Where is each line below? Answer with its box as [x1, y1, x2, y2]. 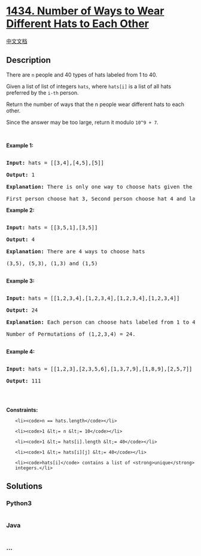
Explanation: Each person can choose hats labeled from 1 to [6, 318, 190, 326]
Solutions [6, 481, 43, 491]
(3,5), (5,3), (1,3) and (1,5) [6, 260, 98, 267]
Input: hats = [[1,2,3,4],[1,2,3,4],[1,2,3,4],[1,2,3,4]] [6, 294, 180, 302]
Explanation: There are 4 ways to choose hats [6, 248, 145, 255]
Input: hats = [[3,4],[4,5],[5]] [6, 159, 105, 166]
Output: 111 [6, 377, 41, 384]
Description [6, 55, 51, 65]
